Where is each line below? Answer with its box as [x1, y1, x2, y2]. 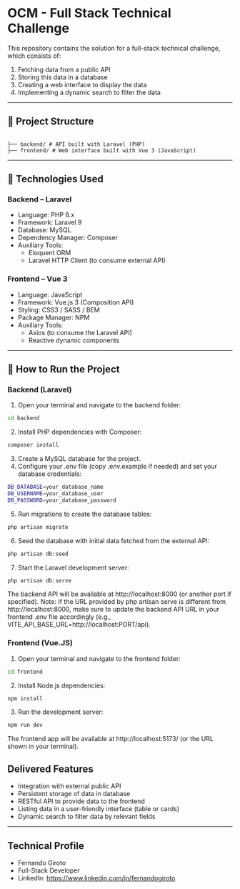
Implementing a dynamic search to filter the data [17, 88, 161, 96]
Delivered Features [7, 763, 94, 775]
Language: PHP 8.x [17, 211, 75, 219]
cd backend [7, 414, 40, 422]
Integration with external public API [17, 782, 121, 790]
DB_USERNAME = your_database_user [7, 490, 104, 497]
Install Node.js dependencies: [17, 681, 106, 690]
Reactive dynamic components [28, 336, 120, 344]
